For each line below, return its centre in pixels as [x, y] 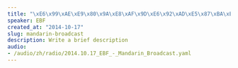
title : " [20, 14]
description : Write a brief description [68, 40]
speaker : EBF [27, 21]
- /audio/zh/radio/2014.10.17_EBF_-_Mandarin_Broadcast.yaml [100, 54]
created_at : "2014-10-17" [45, 27]
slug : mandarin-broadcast [45, 34]
